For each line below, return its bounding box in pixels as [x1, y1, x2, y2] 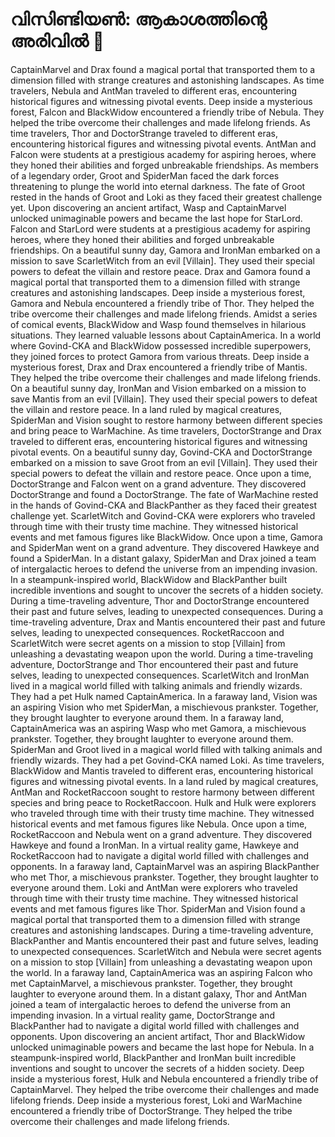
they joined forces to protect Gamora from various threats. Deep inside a [10, 350, 310, 362]
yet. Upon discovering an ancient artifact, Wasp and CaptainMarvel [10, 201, 287, 213]
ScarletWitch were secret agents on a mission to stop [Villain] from [10, 637, 286, 649]
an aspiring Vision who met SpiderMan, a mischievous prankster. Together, [10, 701, 319, 713]
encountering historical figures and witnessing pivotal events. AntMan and [10, 138, 317, 150]
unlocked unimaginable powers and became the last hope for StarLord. [10, 212, 303, 224]
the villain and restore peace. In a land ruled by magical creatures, [10, 403, 283, 415]
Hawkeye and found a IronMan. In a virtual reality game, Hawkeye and [10, 839, 299, 851]
